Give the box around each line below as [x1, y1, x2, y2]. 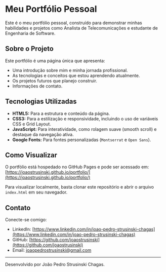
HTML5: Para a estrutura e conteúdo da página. [12, 110, 110, 117]
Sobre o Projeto [5, 44, 54, 53]
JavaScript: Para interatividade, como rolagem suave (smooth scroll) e [12, 126, 157, 132]
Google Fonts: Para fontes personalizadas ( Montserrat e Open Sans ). [12, 137, 151, 143]
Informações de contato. [12, 83, 63, 89]
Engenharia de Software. [5, 30, 56, 36]
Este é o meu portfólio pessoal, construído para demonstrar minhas [5, 20, 142, 26]
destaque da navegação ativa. [12, 131, 74, 137]
